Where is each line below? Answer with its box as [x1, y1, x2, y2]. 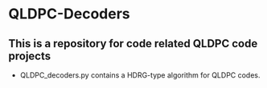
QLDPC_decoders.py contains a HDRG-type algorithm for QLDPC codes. [19, 70, 261, 80]
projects [8, 49, 51, 62]
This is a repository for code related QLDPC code [8, 37, 258, 50]
